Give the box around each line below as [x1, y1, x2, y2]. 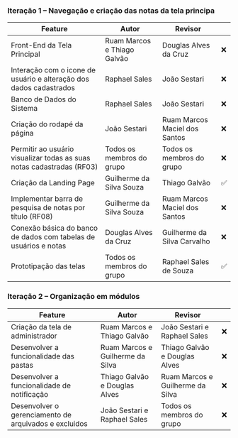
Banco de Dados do [11, 94, 76, 104]
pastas [11, 360, 34, 370]
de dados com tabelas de [11, 232, 96, 242]
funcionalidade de [11, 380, 71, 390]
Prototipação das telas [11, 261, 86, 271]
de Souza [161, 265, 194, 275]
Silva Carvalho [161, 236, 210, 246]
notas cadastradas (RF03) [11, 162, 98, 172]
